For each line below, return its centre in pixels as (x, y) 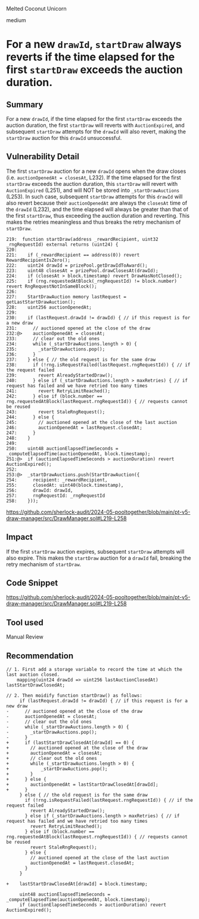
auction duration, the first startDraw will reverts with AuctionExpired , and (95, 125)
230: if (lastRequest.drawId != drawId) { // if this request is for (98, 317)
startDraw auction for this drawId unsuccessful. (64, 138)
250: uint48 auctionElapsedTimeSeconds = (62, 448)
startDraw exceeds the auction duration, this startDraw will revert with (92, 184)
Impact (19, 537)
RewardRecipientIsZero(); (38, 260)
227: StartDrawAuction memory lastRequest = (66, 297)
